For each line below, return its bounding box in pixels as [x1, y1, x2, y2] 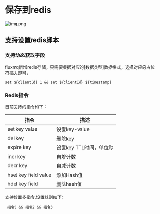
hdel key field [7, 180, 38, 187]
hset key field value [7, 171, 52, 178]
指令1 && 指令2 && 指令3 [7, 205, 53, 210]
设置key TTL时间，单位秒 [56, 144, 114, 151]
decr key [7, 162, 28, 169]
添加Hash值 [56, 171, 83, 178]
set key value [7, 125, 38, 132]
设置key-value [56, 126, 90, 133]
